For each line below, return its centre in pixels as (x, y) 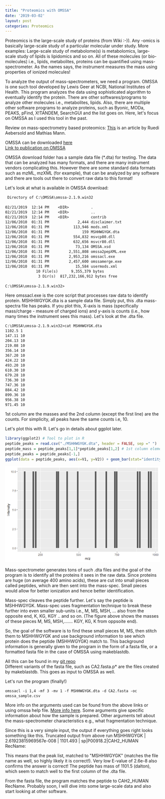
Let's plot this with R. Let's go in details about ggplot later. (64, 429)
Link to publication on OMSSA (35, 148)
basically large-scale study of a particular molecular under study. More (77, 46)
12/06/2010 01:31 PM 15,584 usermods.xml (61, 267)
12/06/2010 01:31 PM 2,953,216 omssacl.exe (60, 257)
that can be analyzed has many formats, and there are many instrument (77, 163)
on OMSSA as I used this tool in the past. (46, 118)
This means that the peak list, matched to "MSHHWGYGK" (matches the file (82, 755)
